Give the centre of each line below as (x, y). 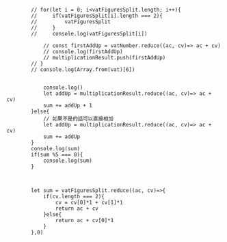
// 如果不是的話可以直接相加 (78, 119)
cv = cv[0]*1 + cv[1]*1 (89, 202)
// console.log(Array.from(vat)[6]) (83, 70)
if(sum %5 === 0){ (57, 154)
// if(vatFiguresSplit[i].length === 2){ (97, 16)
